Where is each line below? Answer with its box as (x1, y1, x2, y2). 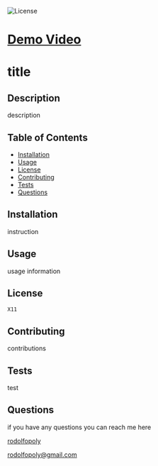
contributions (7, 344, 46, 353)
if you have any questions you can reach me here (7, 423, 152, 431)
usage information (7, 267, 61, 275)
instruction (7, 227, 39, 235)
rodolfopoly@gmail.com (7, 450, 77, 459)
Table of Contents (7, 131, 89, 143)
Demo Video (7, 32, 81, 48)
